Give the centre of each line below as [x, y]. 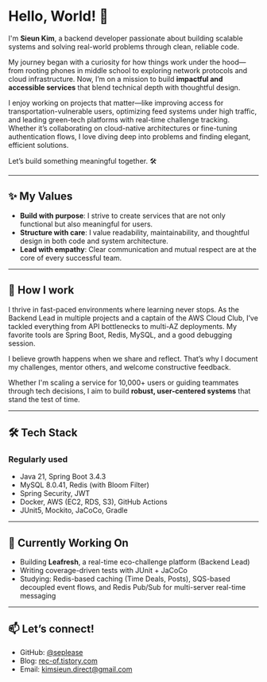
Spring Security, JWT [55, 494]
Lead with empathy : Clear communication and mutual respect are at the [138, 249]
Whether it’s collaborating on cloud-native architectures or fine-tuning [123, 128]
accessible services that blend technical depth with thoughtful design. [124, 87]
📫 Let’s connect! [51, 629]
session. [22, 343]
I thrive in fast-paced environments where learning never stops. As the [124, 309]
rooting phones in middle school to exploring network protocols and [136, 70]
